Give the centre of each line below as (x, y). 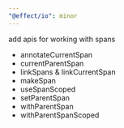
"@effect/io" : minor (43, 16)
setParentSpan (45, 97)
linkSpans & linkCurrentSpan (68, 72)
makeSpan (38, 80)
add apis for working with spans (62, 39)
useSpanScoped (48, 89)
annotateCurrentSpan (56, 54)
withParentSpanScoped (60, 115)
